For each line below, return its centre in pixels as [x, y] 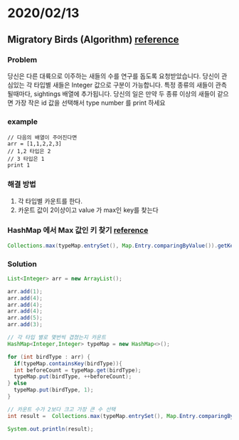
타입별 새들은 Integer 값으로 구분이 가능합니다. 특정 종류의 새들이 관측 [131, 85]
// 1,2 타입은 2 [29, 152]
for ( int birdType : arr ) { [49, 357]
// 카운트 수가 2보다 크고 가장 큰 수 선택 [62, 409]
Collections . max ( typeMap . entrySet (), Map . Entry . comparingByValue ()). [113, 246]
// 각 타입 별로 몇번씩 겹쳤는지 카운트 [57, 337]
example [22, 121]
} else [17, 383]
